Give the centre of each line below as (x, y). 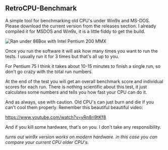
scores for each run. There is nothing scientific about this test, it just (76, 87)
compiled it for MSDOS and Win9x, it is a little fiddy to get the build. (75, 31)
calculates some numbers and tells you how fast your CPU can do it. (76, 92)
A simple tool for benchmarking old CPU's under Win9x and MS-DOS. (78, 20)
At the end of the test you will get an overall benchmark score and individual (84, 81)
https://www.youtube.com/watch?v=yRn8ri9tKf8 (56, 117)
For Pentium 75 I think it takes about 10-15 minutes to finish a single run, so (83, 66)
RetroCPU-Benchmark (41, 8)
